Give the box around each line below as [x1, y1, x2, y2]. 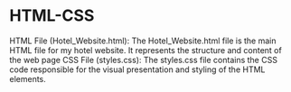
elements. [9, 73, 47, 84]
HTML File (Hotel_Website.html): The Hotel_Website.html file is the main [9, 35, 277, 46]
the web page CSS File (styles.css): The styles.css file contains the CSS [9, 54, 278, 65]
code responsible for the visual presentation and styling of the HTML [9, 64, 266, 75]
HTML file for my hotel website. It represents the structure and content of [9, 44, 282, 55]
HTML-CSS [9, 5, 95, 26]
